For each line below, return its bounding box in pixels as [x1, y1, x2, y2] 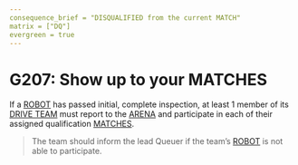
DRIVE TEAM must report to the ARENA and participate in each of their [9, 109, 274, 120]
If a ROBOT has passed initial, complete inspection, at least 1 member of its [9, 99, 290, 110]
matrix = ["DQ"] [9, 22, 71, 31]
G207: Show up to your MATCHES [9, 69, 268, 90]
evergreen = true [9, 30, 75, 39]
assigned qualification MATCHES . [9, 119, 135, 130]
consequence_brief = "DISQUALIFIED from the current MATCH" [9, 13, 242, 23]
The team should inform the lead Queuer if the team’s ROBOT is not [31, 136, 284, 147]
